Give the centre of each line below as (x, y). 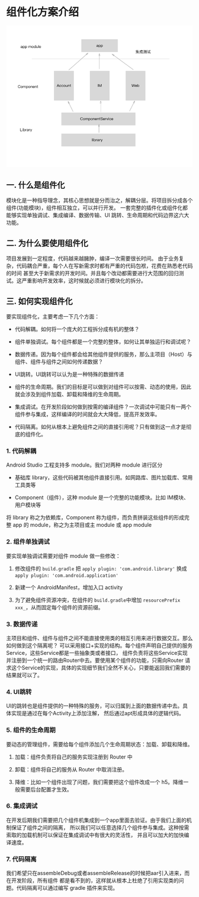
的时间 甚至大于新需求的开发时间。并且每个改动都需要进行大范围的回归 (92, 274)
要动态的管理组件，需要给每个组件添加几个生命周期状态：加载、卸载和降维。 (99, 744)
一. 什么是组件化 (36, 185)
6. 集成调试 (22, 806)
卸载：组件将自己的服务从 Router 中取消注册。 (71, 769)
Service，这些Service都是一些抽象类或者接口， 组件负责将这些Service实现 (97, 652)
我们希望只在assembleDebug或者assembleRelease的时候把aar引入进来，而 (98, 873)
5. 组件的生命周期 (31, 730)
